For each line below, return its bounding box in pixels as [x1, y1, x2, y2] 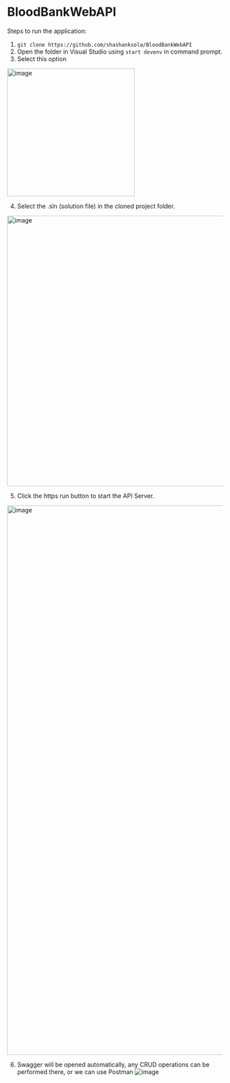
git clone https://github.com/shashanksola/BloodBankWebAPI [16, 41, 192, 48]
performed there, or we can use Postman [16, 1067, 133, 1075]
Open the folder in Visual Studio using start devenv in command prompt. [16, 47, 222, 56]
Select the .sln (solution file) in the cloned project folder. [16, 202, 176, 210]
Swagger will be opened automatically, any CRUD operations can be [16, 1060, 210, 1069]
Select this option [16, 54, 67, 62]
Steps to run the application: [7, 27, 87, 35]
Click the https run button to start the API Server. [16, 492, 155, 500]
